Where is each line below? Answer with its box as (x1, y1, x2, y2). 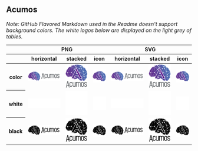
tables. (6, 32, 23, 40)
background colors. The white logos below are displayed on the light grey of (6, 27, 192, 34)
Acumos (6, 5, 38, 15)
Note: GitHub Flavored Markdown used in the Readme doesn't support (6, 20, 178, 27)
